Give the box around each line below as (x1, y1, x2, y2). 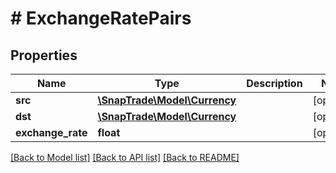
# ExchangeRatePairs (10, 7, 192, 30)
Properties (10, 47, 78, 64)
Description (246, 77, 303, 90)
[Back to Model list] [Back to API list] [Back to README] (10, 152, 240, 163)
